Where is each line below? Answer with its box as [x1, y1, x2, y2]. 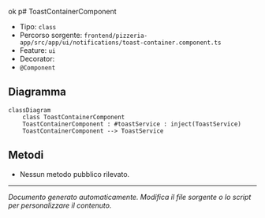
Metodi [8, 148, 44, 162]
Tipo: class [19, 22, 57, 31]
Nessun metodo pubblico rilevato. [19, 169, 130, 179]
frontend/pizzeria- [84, 32, 148, 39]
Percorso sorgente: [19, 31, 83, 39]
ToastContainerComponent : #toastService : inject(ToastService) [22, 120, 242, 128]
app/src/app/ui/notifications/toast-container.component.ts [19, 39, 222, 47]
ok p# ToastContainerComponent [8, 7, 117, 16]
